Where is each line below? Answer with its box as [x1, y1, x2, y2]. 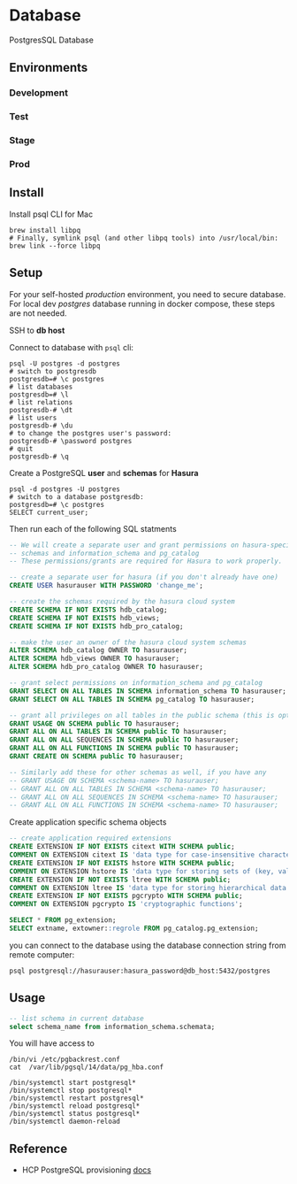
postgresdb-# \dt [9, 405, 73, 414]
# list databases [9, 382, 73, 391]
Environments [9, 60, 88, 75]
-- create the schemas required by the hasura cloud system [9, 597, 236, 606]
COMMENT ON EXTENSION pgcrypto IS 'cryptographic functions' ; [9, 900, 243, 909]
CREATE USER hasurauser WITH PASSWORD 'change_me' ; [9, 581, 203, 590]
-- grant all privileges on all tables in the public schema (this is [9, 711, 275, 719]
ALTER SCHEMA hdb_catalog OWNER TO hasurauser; [9, 646, 188, 655]
